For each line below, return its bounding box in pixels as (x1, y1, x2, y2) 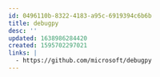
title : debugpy (8, 19, 59, 27)
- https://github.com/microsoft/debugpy (15, 57, 152, 65)
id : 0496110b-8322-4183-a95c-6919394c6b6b (8, 11, 152, 20)
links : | (8, 49, 38, 57)
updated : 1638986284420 (8, 34, 88, 43)
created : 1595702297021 (8, 42, 88, 50)
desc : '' (8, 26, 38, 34)
